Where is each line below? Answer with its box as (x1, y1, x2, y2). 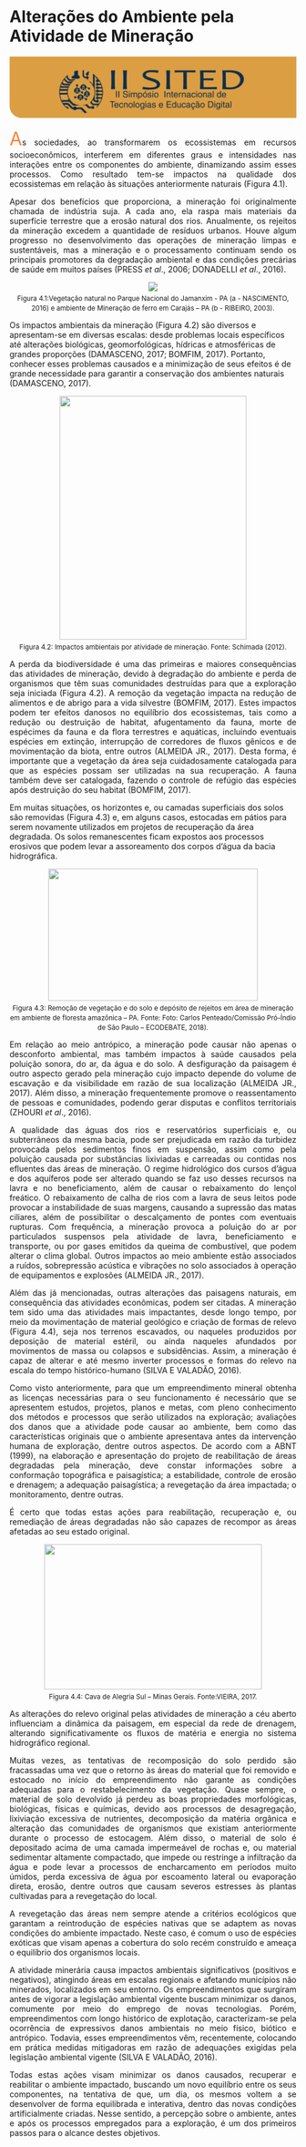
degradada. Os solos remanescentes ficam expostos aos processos (9, 831, 264, 842)
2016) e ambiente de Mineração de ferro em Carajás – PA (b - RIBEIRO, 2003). (31, 303, 275, 313)
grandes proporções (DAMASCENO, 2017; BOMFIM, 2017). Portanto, (9, 349, 266, 360)
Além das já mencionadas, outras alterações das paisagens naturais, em (9, 1288, 297, 1299)
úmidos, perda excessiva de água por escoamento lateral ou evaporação (9, 1871, 297, 1883)
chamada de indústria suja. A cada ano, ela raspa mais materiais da (9, 206, 297, 217)
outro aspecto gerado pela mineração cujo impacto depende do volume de (9, 1068, 297, 1079)
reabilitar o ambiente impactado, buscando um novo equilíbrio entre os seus (9, 2080, 297, 2090)
